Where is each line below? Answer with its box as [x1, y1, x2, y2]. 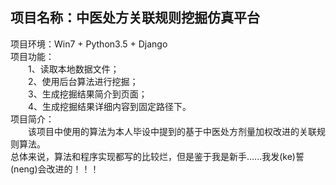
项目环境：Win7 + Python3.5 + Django [10, 38, 168, 50]
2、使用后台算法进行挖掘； [27, 75, 139, 87]
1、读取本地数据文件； [27, 63, 120, 75]
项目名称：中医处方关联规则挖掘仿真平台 [10, 9, 260, 27]
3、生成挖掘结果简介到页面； [27, 88, 148, 100]
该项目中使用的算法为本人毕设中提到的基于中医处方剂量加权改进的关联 [27, 125, 317, 137]
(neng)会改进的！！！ [10, 163, 100, 175]
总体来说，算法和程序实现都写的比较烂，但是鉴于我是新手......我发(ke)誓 [10, 150, 305, 162]
